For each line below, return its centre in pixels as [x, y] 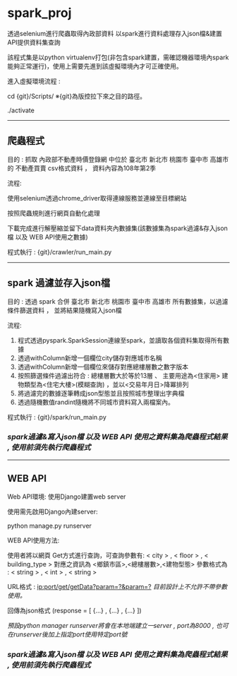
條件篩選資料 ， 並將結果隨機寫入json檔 [65, 310]
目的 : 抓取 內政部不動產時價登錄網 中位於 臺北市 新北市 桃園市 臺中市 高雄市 [118, 159]
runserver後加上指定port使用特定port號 [70, 634]
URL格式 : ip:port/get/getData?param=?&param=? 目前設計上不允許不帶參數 [117, 586]
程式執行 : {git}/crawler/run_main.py [60, 251]
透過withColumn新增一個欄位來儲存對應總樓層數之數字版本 [103, 367]
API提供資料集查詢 [34, 42]
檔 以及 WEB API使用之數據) [48, 237]
